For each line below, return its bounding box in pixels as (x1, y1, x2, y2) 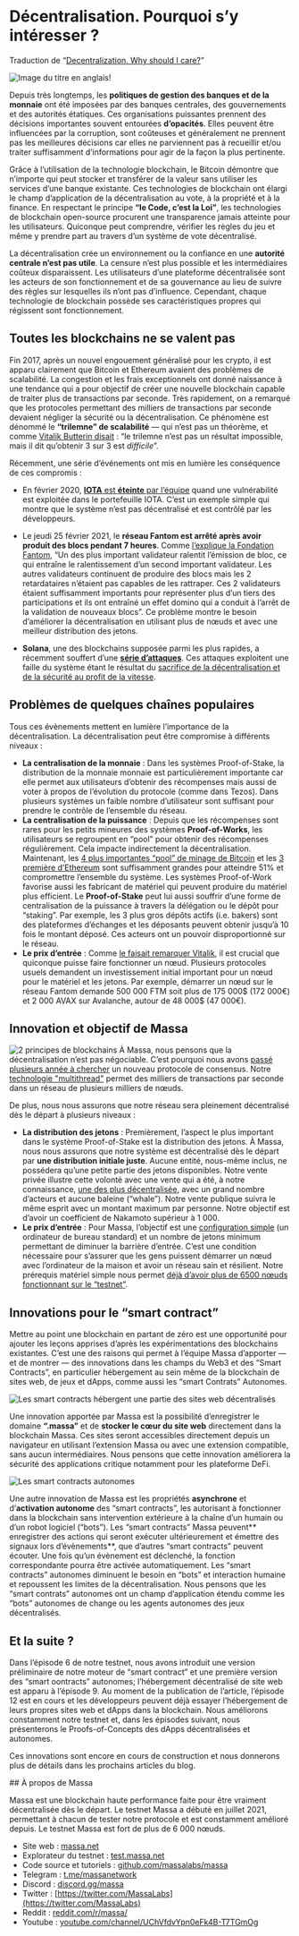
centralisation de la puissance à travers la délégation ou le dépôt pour (21, 900, 279, 910)
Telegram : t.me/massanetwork (21, 1869, 137, 1880)
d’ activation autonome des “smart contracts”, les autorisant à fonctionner (9, 1503, 281, 1514)
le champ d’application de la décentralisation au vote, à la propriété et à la (9, 192, 280, 203)
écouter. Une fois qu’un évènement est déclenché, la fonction (9, 1550, 236, 1561)
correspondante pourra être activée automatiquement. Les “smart (9, 1560, 252, 1571)
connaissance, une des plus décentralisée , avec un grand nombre (21, 1184, 265, 1195)
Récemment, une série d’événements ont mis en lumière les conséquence (9, 457, 281, 468)
